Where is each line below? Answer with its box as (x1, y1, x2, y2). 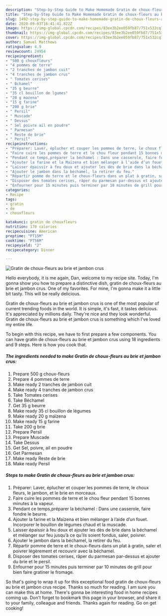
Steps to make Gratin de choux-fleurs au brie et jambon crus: (5, 472, 135, 478)
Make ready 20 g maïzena (12, 413, 66, 419)
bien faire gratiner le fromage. (12, 569, 74, 575)
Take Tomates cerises (12, 392, 58, 398)
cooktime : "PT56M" (5, 238, 44, 243)
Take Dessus (12, 440, 39, 445)
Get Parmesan (12, 450, 43, 456)
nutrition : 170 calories (5, 224, 57, 229)
